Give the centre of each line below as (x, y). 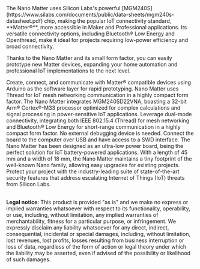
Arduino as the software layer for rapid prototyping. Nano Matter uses (92, 89)
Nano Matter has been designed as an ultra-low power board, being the (95, 146)
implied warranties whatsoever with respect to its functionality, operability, (98, 208)
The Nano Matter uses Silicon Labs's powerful (63, 8)
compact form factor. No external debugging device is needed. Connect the (100, 133)
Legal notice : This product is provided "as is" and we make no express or (97, 202)
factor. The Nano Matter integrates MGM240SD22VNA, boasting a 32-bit (97, 101)
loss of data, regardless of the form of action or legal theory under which (96, 247)
